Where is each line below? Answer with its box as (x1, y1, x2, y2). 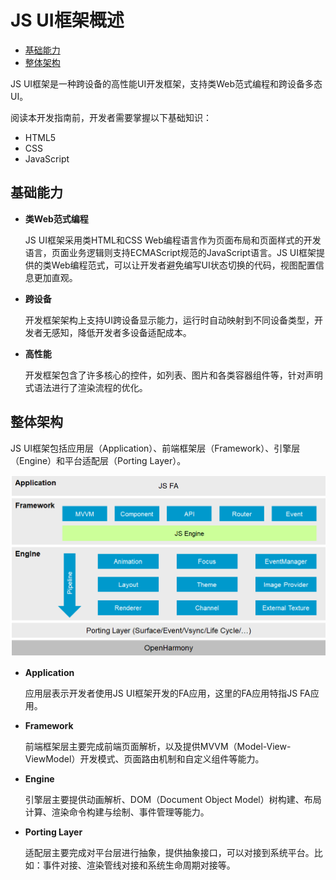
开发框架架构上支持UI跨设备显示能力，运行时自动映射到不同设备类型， (24, 314, 315, 326)
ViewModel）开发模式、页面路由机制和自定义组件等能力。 (24, 753, 265, 765)
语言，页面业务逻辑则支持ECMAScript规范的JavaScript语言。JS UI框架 (24, 246, 317, 258)
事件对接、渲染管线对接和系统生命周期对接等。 (42, 859, 236, 871)
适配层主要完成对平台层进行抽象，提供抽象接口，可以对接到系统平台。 (24, 847, 315, 859)
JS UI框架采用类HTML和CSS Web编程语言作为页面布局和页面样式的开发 (24, 234, 322, 246)
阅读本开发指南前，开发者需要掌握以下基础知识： (10, 111, 212, 123)
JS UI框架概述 (10, 9, 125, 32)
